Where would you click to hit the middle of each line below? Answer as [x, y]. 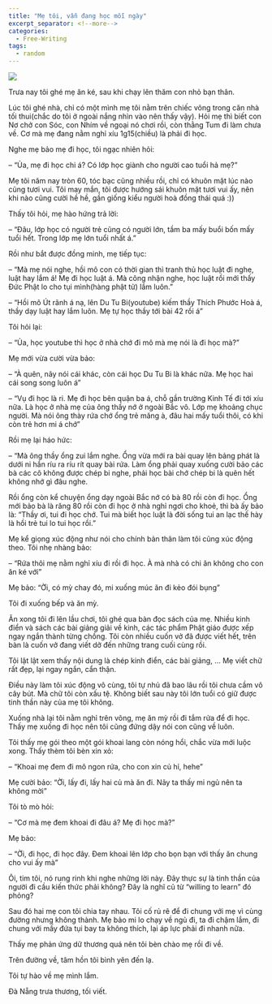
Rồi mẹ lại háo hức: [40, 440]
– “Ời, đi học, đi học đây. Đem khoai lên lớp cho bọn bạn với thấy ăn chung [133, 854]
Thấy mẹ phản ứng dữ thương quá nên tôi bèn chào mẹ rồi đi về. [116, 944]
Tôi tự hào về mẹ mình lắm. [54, 976]
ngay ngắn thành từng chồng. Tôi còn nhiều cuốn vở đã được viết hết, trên [132, 636]
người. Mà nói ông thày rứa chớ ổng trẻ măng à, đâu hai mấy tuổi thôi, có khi [136, 416]
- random [30, 54]
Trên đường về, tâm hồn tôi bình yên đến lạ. [81, 960]
